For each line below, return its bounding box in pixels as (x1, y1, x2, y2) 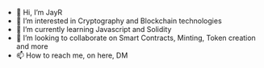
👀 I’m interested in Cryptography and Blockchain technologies (15, 16, 222, 26)
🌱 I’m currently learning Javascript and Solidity (15, 25, 172, 34)
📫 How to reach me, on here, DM (15, 50, 128, 60)
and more (15, 42, 48, 51)
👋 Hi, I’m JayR (15, 8, 63, 17)
